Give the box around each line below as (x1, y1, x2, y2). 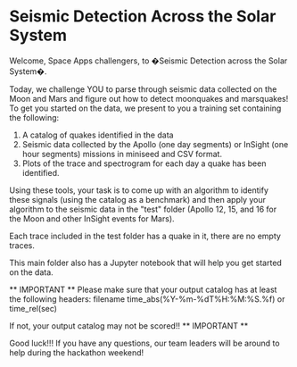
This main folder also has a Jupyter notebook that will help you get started (9, 257, 283, 268)
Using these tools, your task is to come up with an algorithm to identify (9, 185, 269, 196)
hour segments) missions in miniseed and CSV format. (21, 148, 223, 159)
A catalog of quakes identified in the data (21, 129, 174, 140)
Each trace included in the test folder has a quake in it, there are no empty (9, 230, 281, 241)
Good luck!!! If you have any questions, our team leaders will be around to (9, 338, 280, 348)
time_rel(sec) (9, 303, 58, 313)
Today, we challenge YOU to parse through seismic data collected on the (9, 83, 277, 95)
